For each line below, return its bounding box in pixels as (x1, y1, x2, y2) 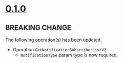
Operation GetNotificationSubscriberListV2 (12, 47, 107, 52)
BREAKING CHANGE (5, 23, 72, 32)
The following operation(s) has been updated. (5, 37, 102, 43)
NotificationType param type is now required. (20, 52, 118, 58)
